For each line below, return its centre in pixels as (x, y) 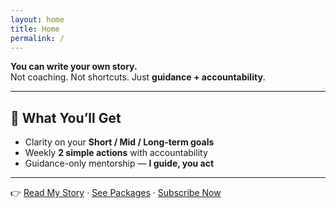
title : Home (35, 29)
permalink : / (37, 38)
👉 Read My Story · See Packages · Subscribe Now (116, 193)
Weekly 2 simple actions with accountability (116, 153)
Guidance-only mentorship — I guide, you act (119, 163)
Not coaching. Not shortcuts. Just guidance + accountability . (138, 77)
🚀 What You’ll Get (66, 117)
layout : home (37, 19)
